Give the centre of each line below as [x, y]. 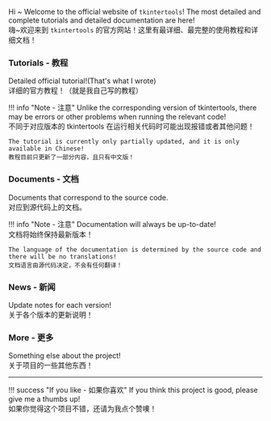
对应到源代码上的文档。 [47, 207]
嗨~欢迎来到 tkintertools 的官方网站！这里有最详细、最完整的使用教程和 [130, 30]
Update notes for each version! [60, 305]
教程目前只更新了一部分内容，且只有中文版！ [71, 158]
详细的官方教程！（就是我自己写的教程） [75, 91]
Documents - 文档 [44, 179]
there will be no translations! [63, 257]
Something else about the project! [65, 356]
